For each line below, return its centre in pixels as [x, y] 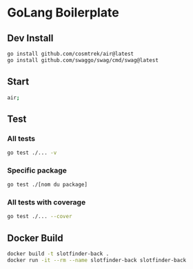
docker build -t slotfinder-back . [58, 254]
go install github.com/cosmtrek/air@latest [71, 54]
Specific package [37, 170]
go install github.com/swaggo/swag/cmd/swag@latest [83, 60]
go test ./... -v [32, 153]
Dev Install [30, 38]
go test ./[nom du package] [48, 185]
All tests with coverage [47, 202]
